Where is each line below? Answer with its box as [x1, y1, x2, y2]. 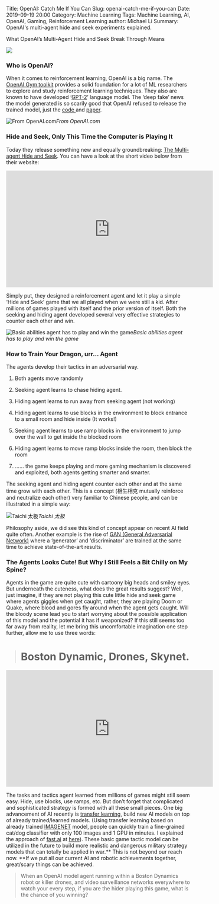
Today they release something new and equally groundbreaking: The [6, 146, 174, 153]
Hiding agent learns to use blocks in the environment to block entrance [14, 409, 188, 416]
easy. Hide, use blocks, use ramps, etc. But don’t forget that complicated [6, 798, 184, 805]
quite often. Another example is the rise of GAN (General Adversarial [6, 531, 172, 538]
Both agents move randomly [14, 375, 84, 382]
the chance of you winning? [20, 892, 89, 899]
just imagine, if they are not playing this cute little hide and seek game [6, 592, 176, 599]
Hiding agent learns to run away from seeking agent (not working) [14, 397, 175, 405]
